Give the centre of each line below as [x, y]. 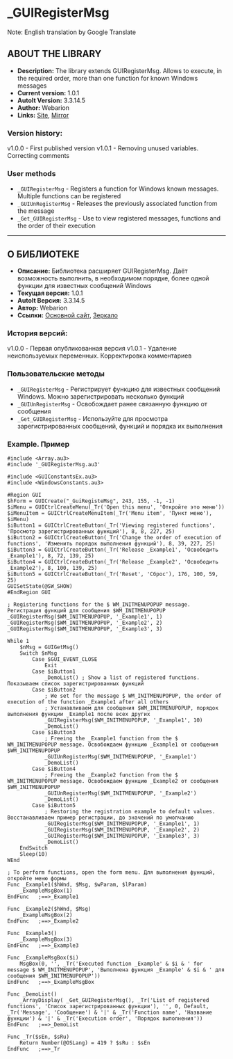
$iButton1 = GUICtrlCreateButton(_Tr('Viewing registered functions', [111, 526]
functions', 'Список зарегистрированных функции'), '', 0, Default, [108, 1007]
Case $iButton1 [54, 672]
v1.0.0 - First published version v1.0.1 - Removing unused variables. [103, 148]
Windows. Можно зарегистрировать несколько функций [101, 396]
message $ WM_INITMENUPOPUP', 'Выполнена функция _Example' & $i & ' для [116, 970]
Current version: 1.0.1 [48, 93]
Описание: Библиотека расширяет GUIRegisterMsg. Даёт [102, 271]
